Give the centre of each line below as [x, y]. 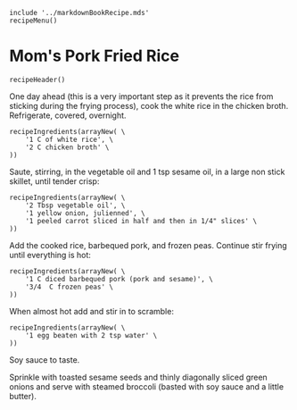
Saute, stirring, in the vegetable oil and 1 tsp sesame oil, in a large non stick [147, 172]
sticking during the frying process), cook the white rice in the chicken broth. [149, 105]
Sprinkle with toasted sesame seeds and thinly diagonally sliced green [138, 377]
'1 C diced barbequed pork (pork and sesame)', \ [120, 279]
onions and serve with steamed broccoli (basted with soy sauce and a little [146, 386]
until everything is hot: [50, 255]
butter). [23, 396]
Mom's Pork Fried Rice [95, 56]
